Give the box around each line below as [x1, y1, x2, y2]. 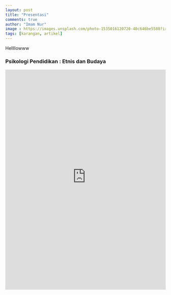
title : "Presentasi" [5, 12, 49, 17]
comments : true [5, 17, 38, 22]
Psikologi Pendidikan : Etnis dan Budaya [5, 58, 106, 65]
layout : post [5, 7, 33, 13]
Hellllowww [5, 45, 30, 51]
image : [5, 26, 22, 32]
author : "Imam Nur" [5, 21, 47, 27]
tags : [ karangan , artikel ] [5, 31, 63, 36]
